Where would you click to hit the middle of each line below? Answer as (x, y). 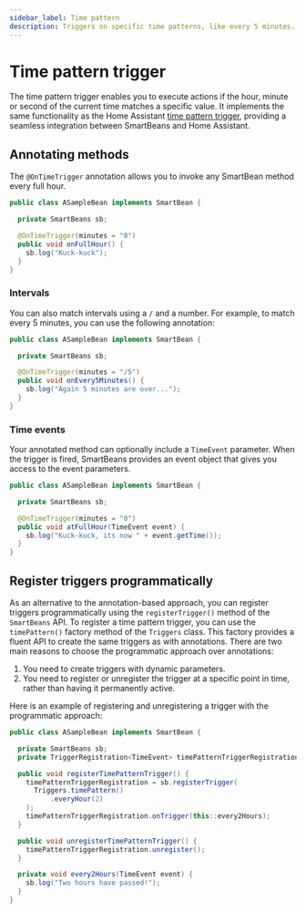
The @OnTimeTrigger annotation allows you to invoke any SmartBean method (152, 176)
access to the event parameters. (70, 469)
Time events (37, 430)
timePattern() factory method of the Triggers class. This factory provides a (152, 632)
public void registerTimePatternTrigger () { (103, 773)
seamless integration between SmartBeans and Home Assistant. (130, 126)
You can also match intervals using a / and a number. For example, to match (152, 313)
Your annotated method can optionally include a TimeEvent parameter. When (153, 450)
